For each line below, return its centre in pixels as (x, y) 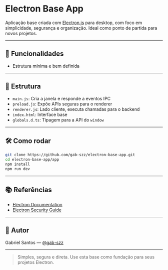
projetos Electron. (35, 262)
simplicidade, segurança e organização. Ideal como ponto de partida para (81, 28)
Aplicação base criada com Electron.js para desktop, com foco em (74, 23)
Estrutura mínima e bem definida (46, 66)
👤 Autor (17, 231)
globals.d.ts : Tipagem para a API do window (58, 120)
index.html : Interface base (40, 114)
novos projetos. (21, 33)
